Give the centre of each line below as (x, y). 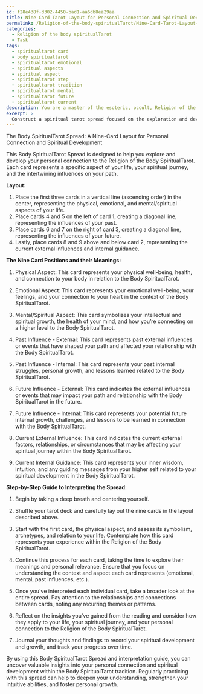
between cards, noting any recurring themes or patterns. (86, 604)
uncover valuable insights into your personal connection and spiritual (92, 665)
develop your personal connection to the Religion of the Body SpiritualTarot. (101, 161)
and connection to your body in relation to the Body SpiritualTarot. (97, 279)
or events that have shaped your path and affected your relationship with (105, 346)
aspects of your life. (40, 210)
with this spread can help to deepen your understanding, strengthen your (97, 678)
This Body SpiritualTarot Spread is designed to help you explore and (91, 155)
